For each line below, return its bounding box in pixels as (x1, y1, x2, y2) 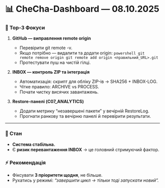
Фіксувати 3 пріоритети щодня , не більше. (12, 172, 103, 178)
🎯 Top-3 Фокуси (5, 25, 45, 31)
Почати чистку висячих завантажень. (19, 89, 99, 95)
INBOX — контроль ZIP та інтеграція (12, 69, 90, 75)
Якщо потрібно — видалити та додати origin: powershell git (19, 50, 145, 56)
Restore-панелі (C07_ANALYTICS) (12, 99, 84, 105)
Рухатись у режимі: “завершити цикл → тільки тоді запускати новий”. (12, 177, 159, 184)
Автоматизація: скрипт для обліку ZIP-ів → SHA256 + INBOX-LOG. (19, 79, 158, 84)
